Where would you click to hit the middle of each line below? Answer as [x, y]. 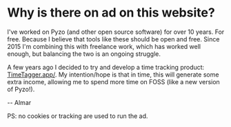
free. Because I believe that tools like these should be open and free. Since [113, 39]
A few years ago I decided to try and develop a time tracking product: [106, 67]
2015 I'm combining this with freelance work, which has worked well [104, 46]
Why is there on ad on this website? [111, 13]
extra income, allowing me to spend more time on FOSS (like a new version [114, 81]
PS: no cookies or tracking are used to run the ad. [78, 116]
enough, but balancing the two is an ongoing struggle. [84, 54]
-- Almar [19, 102]
